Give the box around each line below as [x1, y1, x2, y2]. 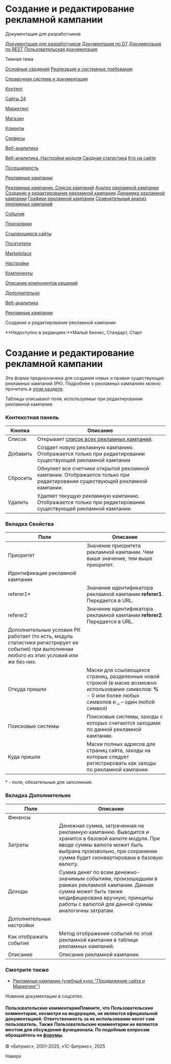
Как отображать [8, 933, 48, 940]
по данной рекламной [86, 726, 141, 733]
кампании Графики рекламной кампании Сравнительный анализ [5, 195, 147, 202]
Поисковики [5, 220, 32, 227]
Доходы [8, 887, 28, 895]
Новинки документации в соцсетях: [5, 993, 83, 999]
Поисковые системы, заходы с [86, 713, 163, 720]
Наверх [5, 1053, 22, 1059]
